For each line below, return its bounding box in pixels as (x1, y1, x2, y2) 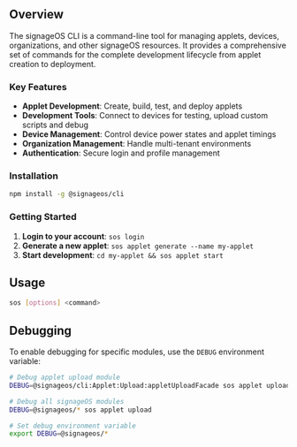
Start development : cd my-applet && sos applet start (21, 249, 224, 260)
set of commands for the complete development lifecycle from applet (9, 49, 262, 60)
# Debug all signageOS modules (9, 397, 125, 405)
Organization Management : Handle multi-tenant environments (21, 139, 252, 149)
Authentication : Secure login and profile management (21, 148, 221, 158)
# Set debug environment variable (9, 421, 137, 430)
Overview (9, 7, 65, 22)
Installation (9, 170, 59, 182)
